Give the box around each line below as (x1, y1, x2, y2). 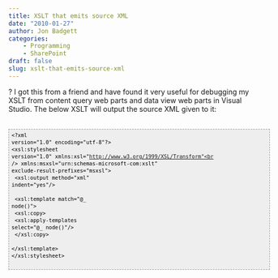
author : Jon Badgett (8, 27, 79, 35)
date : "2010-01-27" (8, 19, 75, 28)
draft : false (8, 58, 53, 66)
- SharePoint (23, 49, 67, 58)
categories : (8, 34, 49, 43)
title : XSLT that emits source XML (8, 11, 129, 20)
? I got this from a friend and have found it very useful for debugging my (8, 87, 250, 96)
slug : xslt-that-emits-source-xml (8, 65, 126, 73)
